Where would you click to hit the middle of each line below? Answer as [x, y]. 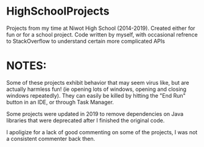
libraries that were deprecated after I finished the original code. [86, 120]
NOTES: [26, 66]
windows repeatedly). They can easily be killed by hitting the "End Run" [96, 95]
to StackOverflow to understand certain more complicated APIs [86, 41]
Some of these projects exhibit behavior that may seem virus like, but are [98, 82]
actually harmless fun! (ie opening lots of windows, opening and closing [97, 89]
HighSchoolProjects [58, 11]
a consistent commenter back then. [51, 138]
